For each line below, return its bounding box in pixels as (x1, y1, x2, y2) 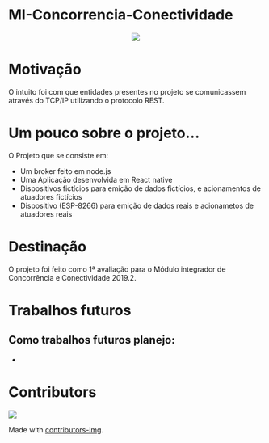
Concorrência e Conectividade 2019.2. (8, 272, 137, 282)
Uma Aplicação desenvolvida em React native (19, 175, 173, 184)
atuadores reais (19, 209, 73, 219)
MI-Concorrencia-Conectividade (8, 6, 233, 24)
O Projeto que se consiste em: (8, 150, 109, 160)
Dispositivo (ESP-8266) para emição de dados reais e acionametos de (19, 200, 254, 210)
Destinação (8, 238, 87, 255)
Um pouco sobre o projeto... (8, 124, 200, 142)
